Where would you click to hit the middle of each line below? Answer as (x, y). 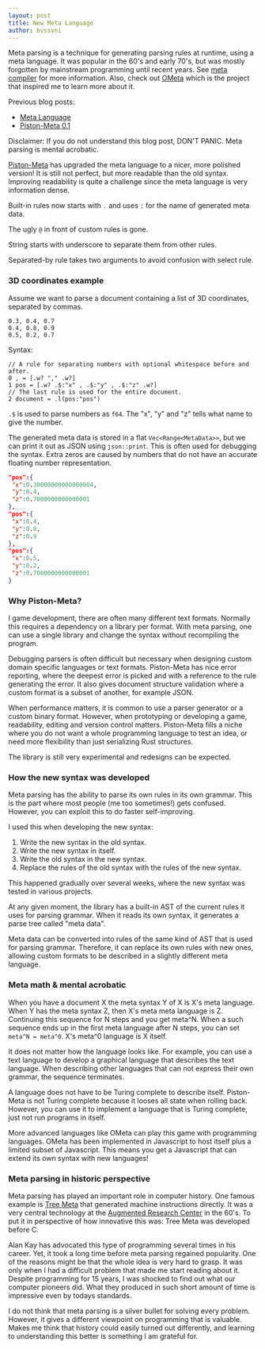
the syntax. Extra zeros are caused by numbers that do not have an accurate (133, 454)
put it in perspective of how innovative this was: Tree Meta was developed (129, 1221)
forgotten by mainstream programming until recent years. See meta (118, 70)
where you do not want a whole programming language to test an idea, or (128, 733)
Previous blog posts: (42, 102)
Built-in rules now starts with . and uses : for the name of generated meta (129, 206)
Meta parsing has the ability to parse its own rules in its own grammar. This (131, 795)
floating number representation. (60, 463)
